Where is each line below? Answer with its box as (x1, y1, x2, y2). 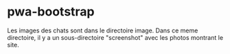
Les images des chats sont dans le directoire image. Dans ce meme (7, 26, 198, 34)
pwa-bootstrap (7, 4, 95, 20)
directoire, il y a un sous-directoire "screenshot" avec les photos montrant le (7, 33, 224, 41)
